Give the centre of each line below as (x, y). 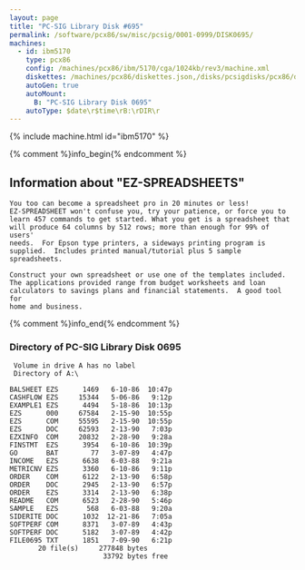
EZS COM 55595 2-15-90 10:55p (91, 422)
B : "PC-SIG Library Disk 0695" (93, 102)
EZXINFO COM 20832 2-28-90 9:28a (91, 437)
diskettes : (46, 77)
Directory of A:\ (46, 374)
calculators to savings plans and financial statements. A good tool (146, 291)
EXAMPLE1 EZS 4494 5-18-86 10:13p (91, 406)
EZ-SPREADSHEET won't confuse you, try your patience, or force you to (148, 211)
